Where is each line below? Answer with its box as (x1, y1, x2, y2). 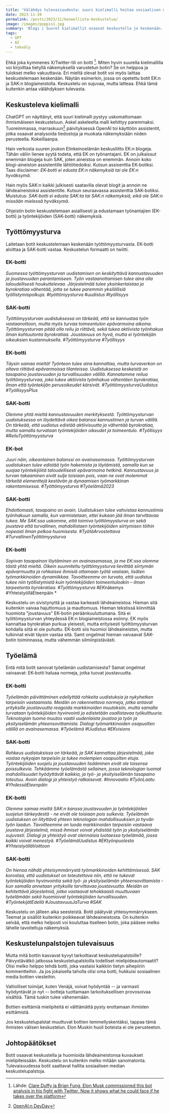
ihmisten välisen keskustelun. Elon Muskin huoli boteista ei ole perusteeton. (6, 1024, 161, 1030)
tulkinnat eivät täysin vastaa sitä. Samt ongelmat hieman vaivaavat (6, 631, 142, 637)
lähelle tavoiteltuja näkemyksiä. (6, 924, 70, 931)
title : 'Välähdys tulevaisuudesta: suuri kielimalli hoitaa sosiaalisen (6, 7, 161, 13)
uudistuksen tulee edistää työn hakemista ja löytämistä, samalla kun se (6, 462, 154, 468)
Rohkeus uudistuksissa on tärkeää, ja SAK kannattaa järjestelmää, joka (6, 750, 154, 756)
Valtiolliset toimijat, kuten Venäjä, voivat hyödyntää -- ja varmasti (6, 984, 139, 990)
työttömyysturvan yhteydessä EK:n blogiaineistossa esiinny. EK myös (6, 615, 148, 621)
